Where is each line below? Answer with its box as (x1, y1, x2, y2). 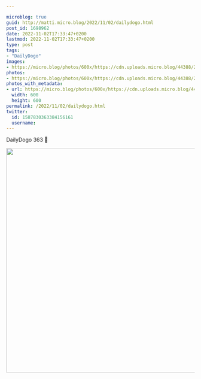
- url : (6, 86, 23, 93)
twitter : (6, 108, 28, 114)
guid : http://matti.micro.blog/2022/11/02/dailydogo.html (6, 19, 154, 26)
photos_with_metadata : (6, 81, 63, 87)
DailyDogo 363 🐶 (6, 136, 48, 144)
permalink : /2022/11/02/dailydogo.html (6, 103, 106, 109)
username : (11, 120, 36, 126)
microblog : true (6, 14, 47, 20)
